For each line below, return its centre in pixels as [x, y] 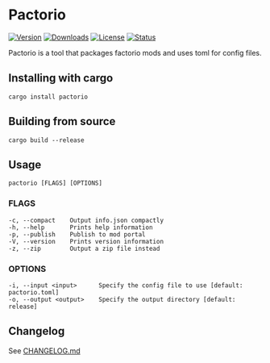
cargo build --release [46, 140]
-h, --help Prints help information [81, 227]
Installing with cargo [61, 78]
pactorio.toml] [34, 292]
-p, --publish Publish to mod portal [77, 234]
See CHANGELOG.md [44, 350]
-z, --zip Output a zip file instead [84, 248]
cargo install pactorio [48, 97]
